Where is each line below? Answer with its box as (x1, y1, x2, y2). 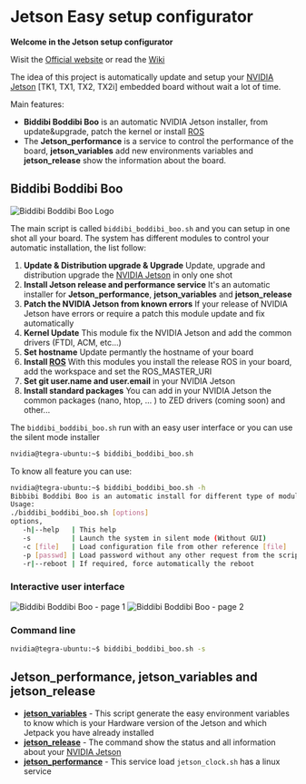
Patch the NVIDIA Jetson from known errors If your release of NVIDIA (23, 298, 289, 309)
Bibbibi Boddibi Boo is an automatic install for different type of (10, 492, 275, 501)
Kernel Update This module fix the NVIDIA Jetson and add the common (23, 327, 292, 338)
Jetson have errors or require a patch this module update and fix (23, 308, 266, 318)
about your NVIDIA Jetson (23, 746, 122, 757)
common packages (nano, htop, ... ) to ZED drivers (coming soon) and (23, 395, 285, 406)
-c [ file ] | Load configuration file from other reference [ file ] (22, 542, 287, 551)
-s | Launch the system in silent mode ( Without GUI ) (22, 534, 267, 543)
